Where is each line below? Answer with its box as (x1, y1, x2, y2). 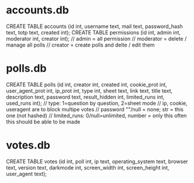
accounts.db (6, 3, 69, 17)
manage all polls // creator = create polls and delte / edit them (6, 41, 155, 48)
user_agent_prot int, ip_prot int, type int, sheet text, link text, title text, (6, 87, 173, 94)
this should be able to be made (6, 118, 81, 125)
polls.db (6, 62, 47, 75)
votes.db (6, 139, 51, 152)
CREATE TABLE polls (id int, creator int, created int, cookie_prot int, (6, 81, 168, 88)
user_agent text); (6, 170, 47, 177)
